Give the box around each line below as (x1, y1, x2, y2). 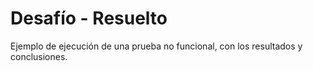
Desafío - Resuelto (10, 7, 168, 30)
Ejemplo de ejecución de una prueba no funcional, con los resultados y (10, 40, 303, 52)
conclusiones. (10, 50, 68, 62)
